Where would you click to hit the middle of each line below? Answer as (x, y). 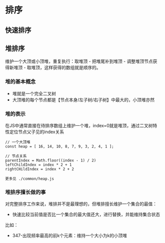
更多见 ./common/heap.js (30, 179)
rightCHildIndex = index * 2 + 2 (40, 169)
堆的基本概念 (21, 81)
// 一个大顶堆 (18, 142)
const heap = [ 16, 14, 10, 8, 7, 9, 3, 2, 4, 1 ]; (59, 146)
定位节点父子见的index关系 (37, 132)
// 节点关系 (16, 156)
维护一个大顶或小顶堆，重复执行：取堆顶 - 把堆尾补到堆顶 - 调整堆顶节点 (79, 61)
